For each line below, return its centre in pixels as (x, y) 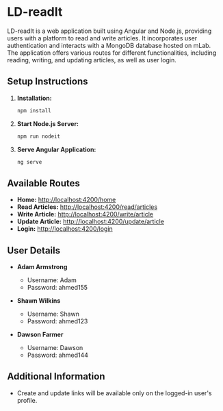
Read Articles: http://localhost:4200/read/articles (87, 207)
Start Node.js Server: (48, 123)
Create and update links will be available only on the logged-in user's (114, 393)
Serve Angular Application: (56, 149)
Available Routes (44, 183)
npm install (34, 110)
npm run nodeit (39, 136)
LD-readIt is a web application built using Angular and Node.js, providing (109, 31)
